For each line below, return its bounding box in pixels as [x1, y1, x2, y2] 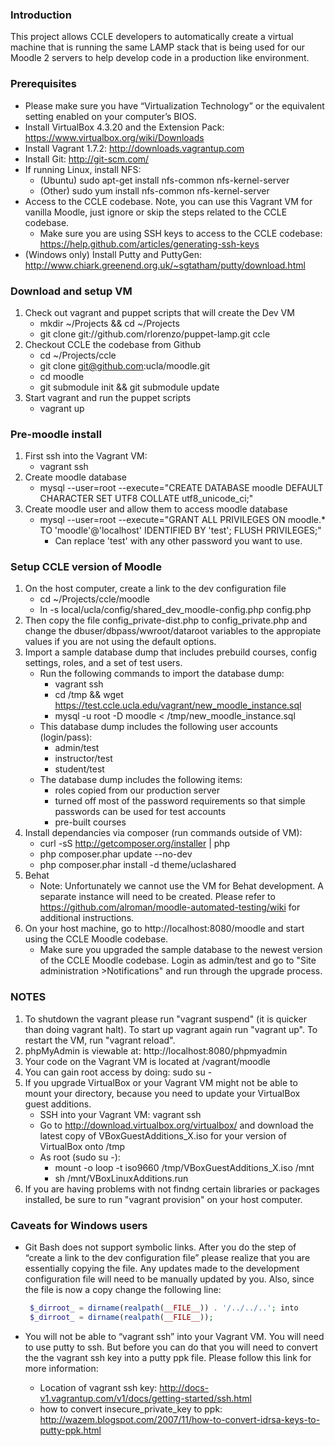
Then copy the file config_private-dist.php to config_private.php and [24, 614, 308, 627]
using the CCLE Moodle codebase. [24, 933, 169, 945]
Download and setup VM [10, 284, 133, 298]
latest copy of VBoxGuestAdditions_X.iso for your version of [39, 1129, 287, 1142]
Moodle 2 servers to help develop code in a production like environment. [10, 52, 310, 64]
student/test [54, 763, 105, 775]
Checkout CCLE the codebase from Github [24, 338, 202, 350]
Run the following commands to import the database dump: [39, 668, 285, 680]
